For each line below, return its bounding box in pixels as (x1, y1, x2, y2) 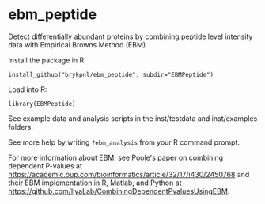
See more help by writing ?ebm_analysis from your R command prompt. (8, 137, 240, 147)
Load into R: (8, 85, 47, 94)
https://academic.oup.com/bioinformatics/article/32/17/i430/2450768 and (8, 169, 250, 179)
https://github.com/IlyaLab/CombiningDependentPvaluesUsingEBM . (8, 186, 230, 195)
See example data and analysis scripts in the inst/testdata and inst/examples (8, 113, 258, 123)
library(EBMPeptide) (8, 100, 77, 108)
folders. (8, 122, 33, 131)
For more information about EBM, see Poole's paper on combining (8, 153, 224, 162)
